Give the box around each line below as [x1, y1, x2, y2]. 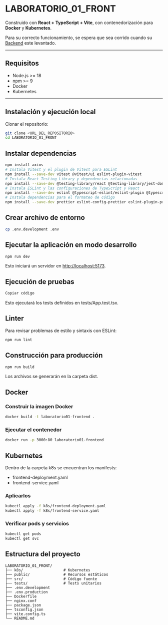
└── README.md [5, 615, 35, 621]
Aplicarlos [5, 492, 31, 499]
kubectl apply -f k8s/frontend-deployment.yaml [5, 504, 106, 509]
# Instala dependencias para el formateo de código [5, 195, 115, 200]
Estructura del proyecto [5, 550, 81, 558]
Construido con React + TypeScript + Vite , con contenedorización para [5, 20, 153, 26]
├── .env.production [5, 589, 48, 594]
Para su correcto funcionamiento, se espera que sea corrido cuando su [5, 35, 152, 41]
